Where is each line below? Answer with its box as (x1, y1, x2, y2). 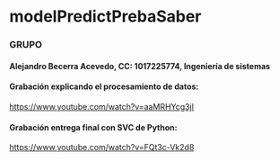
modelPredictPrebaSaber (9, 6, 202, 27)
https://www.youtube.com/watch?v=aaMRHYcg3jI (9, 101, 195, 112)
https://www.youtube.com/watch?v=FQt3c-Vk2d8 (9, 142, 195, 153)
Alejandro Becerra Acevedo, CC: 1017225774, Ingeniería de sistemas (9, 60, 271, 71)
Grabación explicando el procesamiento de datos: (9, 81, 199, 92)
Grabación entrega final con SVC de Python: (9, 121, 178, 132)
